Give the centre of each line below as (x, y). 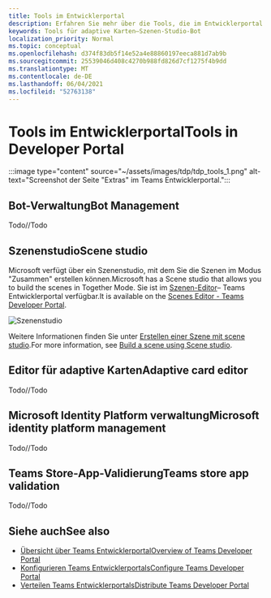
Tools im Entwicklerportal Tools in (123, 132)
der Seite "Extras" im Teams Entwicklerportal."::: (150, 180)
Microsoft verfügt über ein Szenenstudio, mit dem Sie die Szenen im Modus (135, 270)
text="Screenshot (38, 180)
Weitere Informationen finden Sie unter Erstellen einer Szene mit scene (127, 336)
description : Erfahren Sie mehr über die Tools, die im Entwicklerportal (136, 24)
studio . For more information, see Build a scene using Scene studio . (120, 344)
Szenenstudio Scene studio (78, 251)
